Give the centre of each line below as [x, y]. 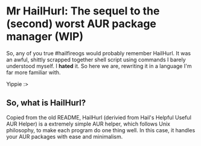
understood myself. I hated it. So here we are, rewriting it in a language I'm [99, 66]
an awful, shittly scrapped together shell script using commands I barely [96, 59]
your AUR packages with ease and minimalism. [65, 136]
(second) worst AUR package [81, 24]
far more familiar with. [33, 72]
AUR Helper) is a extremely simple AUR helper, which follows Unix [88, 124]
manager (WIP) [45, 37]
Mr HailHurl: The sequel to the [83, 11]
